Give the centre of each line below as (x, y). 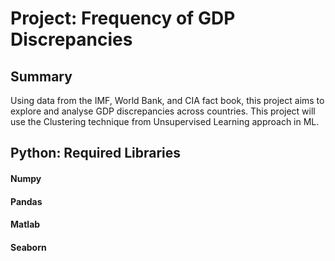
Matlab (25, 224)
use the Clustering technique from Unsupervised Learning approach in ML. (165, 121)
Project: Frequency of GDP (123, 18)
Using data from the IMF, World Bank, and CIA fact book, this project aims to (167, 100)
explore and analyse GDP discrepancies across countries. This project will (163, 111)
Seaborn (28, 247)
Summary (41, 76)
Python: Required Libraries (96, 153)
